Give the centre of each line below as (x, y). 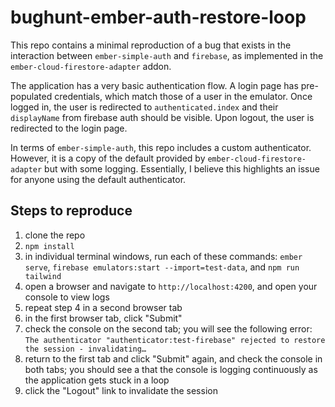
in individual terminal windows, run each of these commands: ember (163, 256)
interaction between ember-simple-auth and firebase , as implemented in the (167, 55)
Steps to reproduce (71, 211)
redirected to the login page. (69, 128)
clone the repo (55, 235)
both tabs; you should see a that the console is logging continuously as (171, 369)
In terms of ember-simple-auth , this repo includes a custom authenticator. (161, 147)
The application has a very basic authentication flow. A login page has (154, 85)
